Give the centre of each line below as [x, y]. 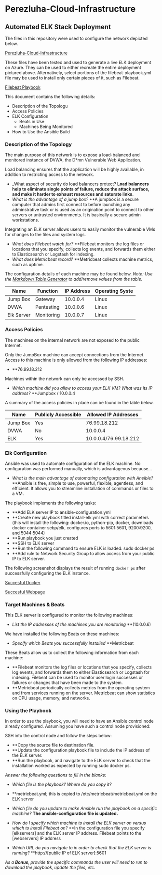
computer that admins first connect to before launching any [71, 205]
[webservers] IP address [36, 838]
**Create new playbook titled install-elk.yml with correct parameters [80, 517]
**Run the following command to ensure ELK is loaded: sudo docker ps [83, 548]
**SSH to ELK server [33, 543]
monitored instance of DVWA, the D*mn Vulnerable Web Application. [73, 160]
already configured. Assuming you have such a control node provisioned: [78, 726]
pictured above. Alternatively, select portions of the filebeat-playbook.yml [78, 73]
